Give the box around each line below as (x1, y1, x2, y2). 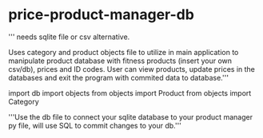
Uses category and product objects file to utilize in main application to (8, 47, 239, 57)
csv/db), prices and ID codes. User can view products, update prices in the (8, 64, 256, 73)
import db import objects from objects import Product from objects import (8, 88, 252, 97)
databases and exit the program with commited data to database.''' (8, 73, 229, 82)
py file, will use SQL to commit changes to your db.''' (8, 120, 182, 130)
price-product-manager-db (8, 6, 194, 24)
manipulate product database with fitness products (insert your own (8, 56, 233, 65)
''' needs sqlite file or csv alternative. (8, 32, 130, 41)
